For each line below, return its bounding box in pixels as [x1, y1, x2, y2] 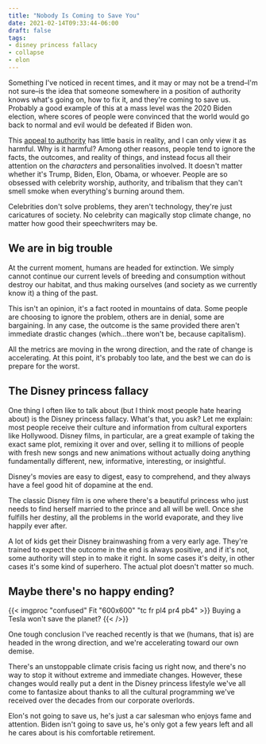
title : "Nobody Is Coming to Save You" [8, 11, 141, 20]
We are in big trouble [8, 242, 113, 255]
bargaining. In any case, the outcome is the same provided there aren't [8, 320, 240, 330]
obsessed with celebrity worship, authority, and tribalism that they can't [8, 177, 243, 187]
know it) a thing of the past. [8, 288, 98, 298]
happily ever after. [8, 520, 67, 530]
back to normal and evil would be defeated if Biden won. [8, 120, 193, 130]
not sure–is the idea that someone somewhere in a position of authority [8, 86, 241, 95]
